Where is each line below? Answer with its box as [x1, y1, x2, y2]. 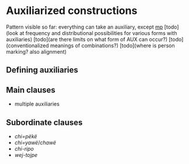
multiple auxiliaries [14, 100, 60, 107]
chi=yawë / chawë [14, 139, 57, 146]
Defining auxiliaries [6, 65, 79, 75]
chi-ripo [14, 145, 34, 152]
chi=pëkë [14, 132, 37, 139]
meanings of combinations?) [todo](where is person [50, 42, 175, 49]
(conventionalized [6, 42, 49, 49]
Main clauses [6, 85, 55, 95]
